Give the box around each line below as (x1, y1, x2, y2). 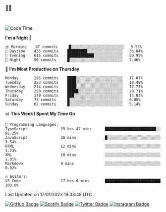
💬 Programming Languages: (5, 122, 58, 127)
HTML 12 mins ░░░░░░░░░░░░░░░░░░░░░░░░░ (5, 144, 161, 149)
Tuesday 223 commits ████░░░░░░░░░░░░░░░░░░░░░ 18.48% (5, 80, 143, 85)
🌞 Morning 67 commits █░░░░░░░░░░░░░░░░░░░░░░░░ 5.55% (5, 45, 142, 50)
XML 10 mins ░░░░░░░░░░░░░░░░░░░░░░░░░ (5, 153, 161, 158)
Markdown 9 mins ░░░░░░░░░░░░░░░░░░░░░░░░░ (5, 161, 161, 166)
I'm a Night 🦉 (5, 35, 32, 41)
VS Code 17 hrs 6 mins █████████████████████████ (5, 178, 161, 184)
